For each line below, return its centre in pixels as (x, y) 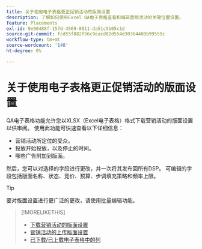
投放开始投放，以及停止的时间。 (54, 148)
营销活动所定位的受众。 (44, 140)
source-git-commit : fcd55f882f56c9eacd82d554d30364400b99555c (86, 34)
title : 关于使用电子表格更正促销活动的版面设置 (58, 12)
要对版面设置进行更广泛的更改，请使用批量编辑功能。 (72, 200)
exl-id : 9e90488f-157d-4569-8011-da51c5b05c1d (66, 28)
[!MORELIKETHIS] (43, 212)
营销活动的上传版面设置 (59, 232)
